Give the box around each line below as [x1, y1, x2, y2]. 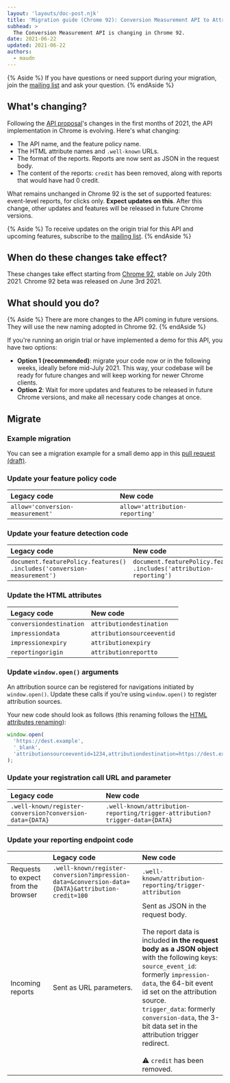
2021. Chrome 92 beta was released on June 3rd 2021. [7, 277, 162, 286]
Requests [10, 865, 41, 874]
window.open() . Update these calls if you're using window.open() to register [7, 690, 217, 698]
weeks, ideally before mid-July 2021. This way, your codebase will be [16, 364, 214, 372]
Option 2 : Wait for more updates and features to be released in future [16, 386, 214, 394]
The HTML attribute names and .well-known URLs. [16, 147, 159, 155]
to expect [10, 873, 41, 882]
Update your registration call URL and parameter [7, 773, 171, 783]
